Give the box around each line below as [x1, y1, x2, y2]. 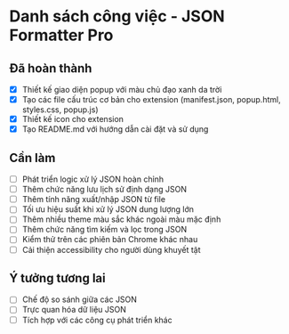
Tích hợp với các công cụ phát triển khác [21, 314, 173, 325]
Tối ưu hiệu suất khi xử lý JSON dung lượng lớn [21, 204, 194, 215]
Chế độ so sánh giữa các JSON [21, 294, 138, 305]
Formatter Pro [9, 25, 114, 45]
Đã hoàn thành [9, 61, 92, 76]
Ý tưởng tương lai [9, 270, 106, 286]
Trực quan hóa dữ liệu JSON [21, 305, 127, 315]
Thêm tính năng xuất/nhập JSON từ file [21, 194, 166, 205]
